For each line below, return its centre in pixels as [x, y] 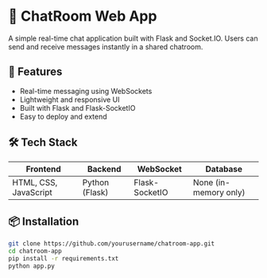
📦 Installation [44, 221]
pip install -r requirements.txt [64, 259]
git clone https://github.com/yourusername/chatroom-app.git [112, 244]
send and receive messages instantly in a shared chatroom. [106, 46]
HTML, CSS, [35, 182]
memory [209, 192]
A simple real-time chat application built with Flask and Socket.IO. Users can [133, 38]
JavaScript [33, 192]
